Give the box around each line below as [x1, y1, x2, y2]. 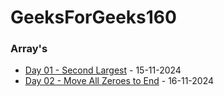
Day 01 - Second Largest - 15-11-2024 [24, 64, 182, 76]
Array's [10, 42, 48, 56]
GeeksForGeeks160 [10, 6, 177, 29]
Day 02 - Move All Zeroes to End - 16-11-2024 [24, 75, 215, 87]
